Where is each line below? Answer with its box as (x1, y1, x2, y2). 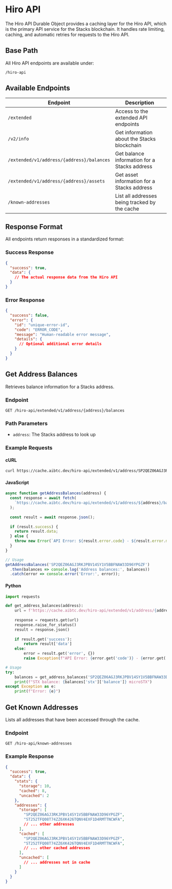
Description (125, 99, 155, 106)
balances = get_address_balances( (14, 674, 88, 680)
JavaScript (5, 479, 29, 486)
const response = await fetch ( (10, 496, 77, 501)
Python (5, 582, 21, 589)
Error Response (5, 296, 45, 304)
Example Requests (5, 445, 53, 452)
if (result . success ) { (10, 524, 58, 529)
